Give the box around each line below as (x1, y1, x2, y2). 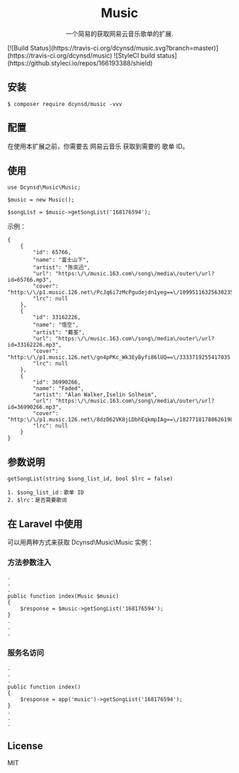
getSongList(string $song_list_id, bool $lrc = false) (7, 475, 174, 483)
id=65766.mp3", (7, 276, 53, 284)
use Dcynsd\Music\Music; (7, 184, 81, 191)
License (7, 740, 43, 752)
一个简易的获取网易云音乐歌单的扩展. (65, 29, 174, 38)
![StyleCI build (113, 51, 155, 60)
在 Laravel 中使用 (7, 517, 83, 530)
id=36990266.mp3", (7, 404, 62, 411)
